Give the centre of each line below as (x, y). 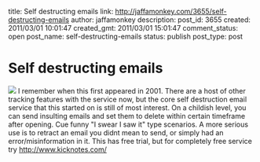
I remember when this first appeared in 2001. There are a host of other (132, 90)
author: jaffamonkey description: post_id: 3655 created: (161, 20)
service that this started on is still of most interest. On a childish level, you (127, 107)
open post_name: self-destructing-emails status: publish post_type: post (126, 36)
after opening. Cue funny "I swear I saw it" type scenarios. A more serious (128, 124)
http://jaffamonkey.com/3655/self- (171, 11)
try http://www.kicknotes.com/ (58, 149)
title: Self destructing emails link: (61, 11)
